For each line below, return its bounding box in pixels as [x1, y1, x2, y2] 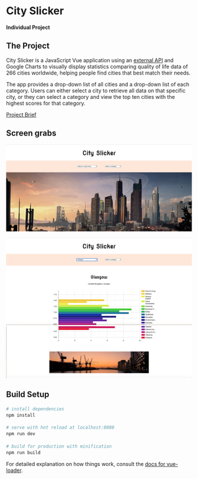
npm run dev [6, 431, 35, 437]
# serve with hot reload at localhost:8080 [6, 425, 115, 430]
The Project [6, 41, 50, 51]
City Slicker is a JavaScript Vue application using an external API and [6, 56, 174, 63]
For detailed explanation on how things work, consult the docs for [6, 460, 166, 467]
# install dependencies [6, 406, 65, 412]
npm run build [6, 449, 41, 455]
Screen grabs [6, 128, 57, 139]
